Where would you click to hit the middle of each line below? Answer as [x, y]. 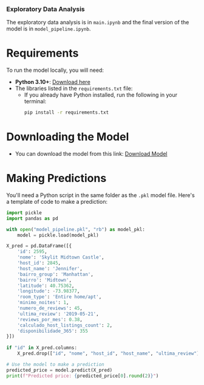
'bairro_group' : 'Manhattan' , [56, 274]
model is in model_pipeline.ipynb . [49, 29]
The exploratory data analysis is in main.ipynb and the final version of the [98, 23]
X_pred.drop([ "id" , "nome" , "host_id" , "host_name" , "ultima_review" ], [110, 354]
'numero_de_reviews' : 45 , [50, 308]
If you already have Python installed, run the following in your [101, 95]
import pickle [24, 213]
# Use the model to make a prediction [55, 364]
